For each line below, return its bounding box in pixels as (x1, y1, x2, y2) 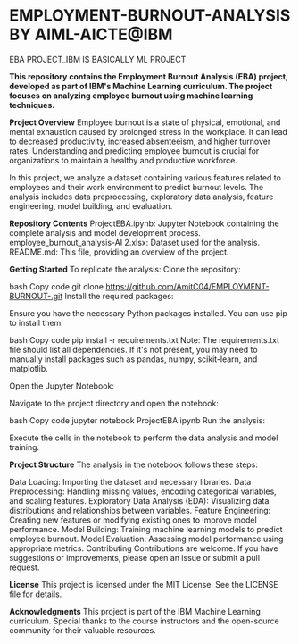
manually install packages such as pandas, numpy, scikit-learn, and (9, 354, 258, 364)
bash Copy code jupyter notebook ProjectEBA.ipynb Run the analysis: (9, 414, 266, 425)
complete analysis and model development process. (9, 227, 201, 238)
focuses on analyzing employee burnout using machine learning (9, 90, 253, 101)
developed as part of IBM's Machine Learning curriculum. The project (9, 80, 273, 91)
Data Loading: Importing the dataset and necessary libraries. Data (9, 476, 252, 487)
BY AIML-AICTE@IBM (9, 24, 173, 45)
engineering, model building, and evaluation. (9, 200, 173, 211)
